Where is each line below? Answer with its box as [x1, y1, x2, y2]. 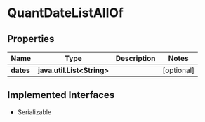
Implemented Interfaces [7, 89, 115, 101]
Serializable [17, 107, 52, 116]
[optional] [162, 65, 195, 75]
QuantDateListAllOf [7, 5, 124, 21]
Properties [7, 33, 55, 45]
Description [115, 54, 156, 63]
